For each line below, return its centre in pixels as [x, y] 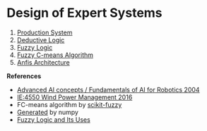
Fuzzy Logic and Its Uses [54, 119]
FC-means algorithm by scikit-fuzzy [69, 104]
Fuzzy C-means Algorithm [55, 55]
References [24, 76]
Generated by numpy [48, 112]
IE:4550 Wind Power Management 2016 [75, 97]
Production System [45, 32]
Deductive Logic [41, 39]
